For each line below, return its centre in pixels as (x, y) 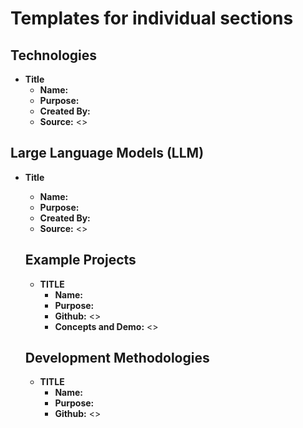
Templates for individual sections (152, 18)
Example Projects (80, 260)
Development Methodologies (117, 358)
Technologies (54, 55)
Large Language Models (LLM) (107, 153)
